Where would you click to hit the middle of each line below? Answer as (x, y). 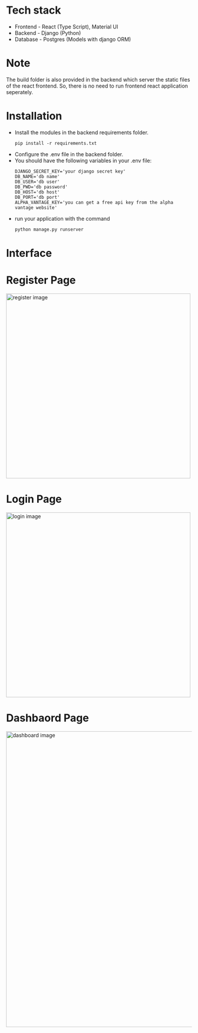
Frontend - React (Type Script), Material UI (66, 27)
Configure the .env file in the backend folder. (69, 154)
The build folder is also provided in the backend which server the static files (98, 79)
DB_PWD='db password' (41, 187)
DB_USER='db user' (37, 182)
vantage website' (36, 208)
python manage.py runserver (49, 229)
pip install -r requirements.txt (56, 143)
